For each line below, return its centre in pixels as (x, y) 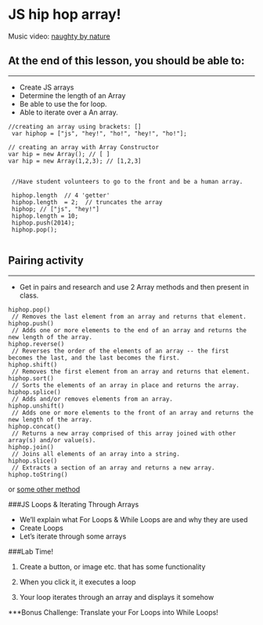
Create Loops (41, 528)
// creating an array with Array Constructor (83, 147)
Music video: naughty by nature (59, 36)
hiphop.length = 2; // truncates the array (87, 202)
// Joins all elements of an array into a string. (95, 454)
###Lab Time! (31, 551)
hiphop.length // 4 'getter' (61, 195)
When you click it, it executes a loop (77, 582)
